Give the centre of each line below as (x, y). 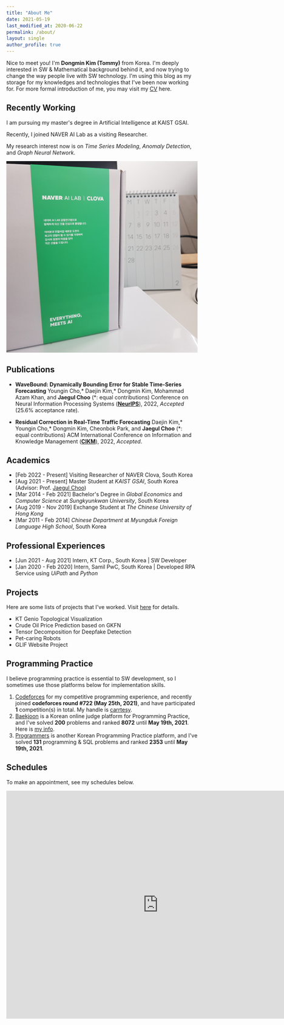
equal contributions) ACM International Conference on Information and (103, 435)
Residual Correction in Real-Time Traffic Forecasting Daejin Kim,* (99, 422)
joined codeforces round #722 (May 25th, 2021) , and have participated (105, 703)
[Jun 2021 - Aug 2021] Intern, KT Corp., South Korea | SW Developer (101, 561)
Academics (28, 461)
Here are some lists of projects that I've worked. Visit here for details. (93, 607)
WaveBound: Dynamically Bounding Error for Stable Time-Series (98, 384)
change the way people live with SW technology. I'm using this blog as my (99, 76)
